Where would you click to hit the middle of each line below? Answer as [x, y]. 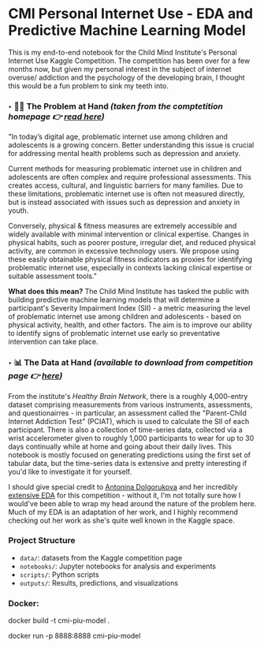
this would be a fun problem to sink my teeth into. [89, 86]
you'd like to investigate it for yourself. [70, 471]
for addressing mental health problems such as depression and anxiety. [125, 154]
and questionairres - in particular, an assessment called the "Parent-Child [127, 413]
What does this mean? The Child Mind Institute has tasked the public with [129, 292]
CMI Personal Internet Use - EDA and [131, 14]
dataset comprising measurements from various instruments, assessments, [130, 404]
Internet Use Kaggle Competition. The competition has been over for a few [129, 61]
